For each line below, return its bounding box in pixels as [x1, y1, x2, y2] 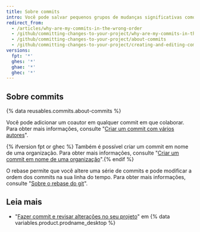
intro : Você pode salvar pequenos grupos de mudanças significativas [6, 14, 183, 20]
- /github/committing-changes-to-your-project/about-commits [11, 36, 167, 42]
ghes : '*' [11, 58, 36, 64]
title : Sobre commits [6, 8, 60, 15]
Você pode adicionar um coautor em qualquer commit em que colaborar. [6, 119, 185, 126]
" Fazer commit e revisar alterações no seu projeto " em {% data [14, 212, 170, 220]
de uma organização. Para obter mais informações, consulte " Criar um [6, 149, 179, 156]
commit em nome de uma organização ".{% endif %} [6, 156, 134, 163]
